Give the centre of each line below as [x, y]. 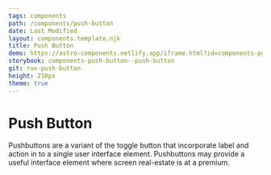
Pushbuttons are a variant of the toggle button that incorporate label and [129, 145]
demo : [17, 53]
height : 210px [32, 76]
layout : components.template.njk [65, 38]
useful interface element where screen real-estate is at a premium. [119, 163]
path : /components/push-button [61, 23]
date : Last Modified [43, 31]
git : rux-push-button [45, 69]
